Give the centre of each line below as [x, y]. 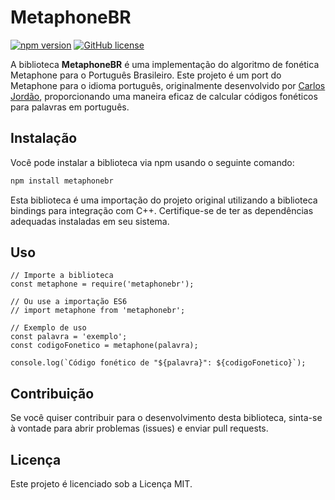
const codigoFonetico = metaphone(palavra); [104, 346]
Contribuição [52, 393]
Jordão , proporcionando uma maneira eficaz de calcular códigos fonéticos [164, 96]
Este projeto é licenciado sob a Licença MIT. [101, 484]
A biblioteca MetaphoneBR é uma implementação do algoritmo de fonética [165, 64]
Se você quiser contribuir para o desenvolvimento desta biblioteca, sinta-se [166, 418]
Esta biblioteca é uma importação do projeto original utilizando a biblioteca [164, 200]
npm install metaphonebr [62, 181]
